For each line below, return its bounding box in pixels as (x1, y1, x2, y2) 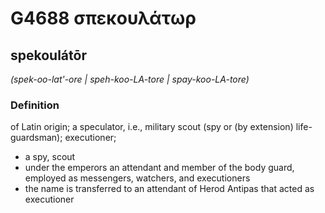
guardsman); (10, 132, 63, 144)
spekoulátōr (10, 47, 87, 64)
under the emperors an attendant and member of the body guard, (24, 162, 295, 174)
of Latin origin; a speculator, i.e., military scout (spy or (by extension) (10, 121, 294, 133)
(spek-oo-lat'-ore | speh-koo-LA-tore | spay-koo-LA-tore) (10, 73, 250, 85)
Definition (10, 98, 60, 112)
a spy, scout (24, 151, 76, 163)
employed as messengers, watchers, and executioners (24, 172, 251, 184)
